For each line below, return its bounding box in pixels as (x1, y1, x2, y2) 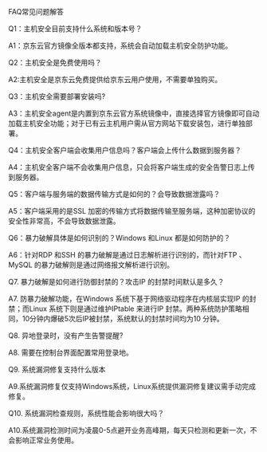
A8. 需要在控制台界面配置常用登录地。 (8, 348, 133, 357)
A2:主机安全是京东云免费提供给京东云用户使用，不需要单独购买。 (8, 75, 222, 84)
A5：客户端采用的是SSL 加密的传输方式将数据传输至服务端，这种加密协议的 (8, 206, 256, 215)
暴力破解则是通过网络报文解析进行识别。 (41, 260, 175, 269)
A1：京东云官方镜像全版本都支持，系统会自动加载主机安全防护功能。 (8, 41, 233, 50)
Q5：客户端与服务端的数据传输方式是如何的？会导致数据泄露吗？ (8, 190, 221, 198)
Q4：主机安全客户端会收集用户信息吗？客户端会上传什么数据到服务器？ (8, 146, 241, 155)
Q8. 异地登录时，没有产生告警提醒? (8, 331, 124, 340)
